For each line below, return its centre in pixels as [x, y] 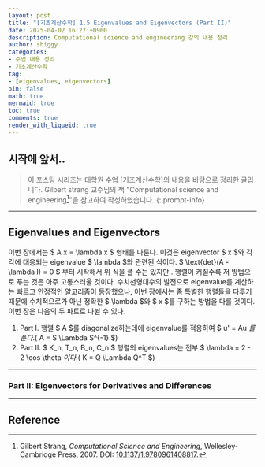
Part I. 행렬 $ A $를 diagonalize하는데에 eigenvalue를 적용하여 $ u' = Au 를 [137, 328]
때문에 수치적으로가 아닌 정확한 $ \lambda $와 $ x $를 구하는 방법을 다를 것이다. [132, 302]
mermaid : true [32, 103]
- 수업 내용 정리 [32, 60]
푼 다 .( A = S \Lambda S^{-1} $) [69, 338]
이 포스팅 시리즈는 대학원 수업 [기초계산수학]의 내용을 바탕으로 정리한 [133, 180]
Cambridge [38, 454]
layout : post [30, 15]
